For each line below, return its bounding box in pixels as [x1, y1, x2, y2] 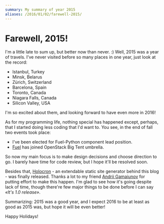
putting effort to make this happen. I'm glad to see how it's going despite [5, 179, 152, 185]
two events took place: [5, 129, 51, 135]
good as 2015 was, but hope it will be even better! [5, 204, 105, 210]
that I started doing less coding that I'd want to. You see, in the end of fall [5, 124, 153, 130]
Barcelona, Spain [12, 84, 47, 91]
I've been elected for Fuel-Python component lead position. [12, 139, 133, 145]
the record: [5, 59, 28, 65]
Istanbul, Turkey [12, 69, 45, 75]
